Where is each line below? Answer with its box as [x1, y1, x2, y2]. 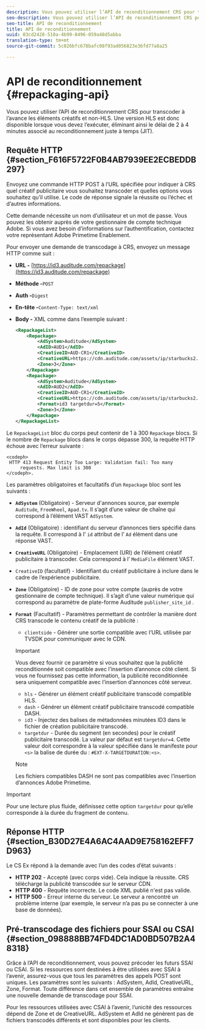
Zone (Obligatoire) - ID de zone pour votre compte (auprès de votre [15, 585, 183, 593]
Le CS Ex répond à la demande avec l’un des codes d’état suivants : [6, 862, 177, 869]
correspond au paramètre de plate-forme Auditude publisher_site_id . [15, 598, 194, 606]
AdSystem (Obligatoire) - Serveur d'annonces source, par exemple [15, 499, 180, 506]
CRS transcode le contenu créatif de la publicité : [15, 617, 138, 624]
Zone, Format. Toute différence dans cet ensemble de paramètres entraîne [6, 985, 194, 993]
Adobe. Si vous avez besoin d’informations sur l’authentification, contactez [6, 224, 194, 232]
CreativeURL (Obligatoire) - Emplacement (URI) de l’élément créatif [15, 548, 182, 556]
